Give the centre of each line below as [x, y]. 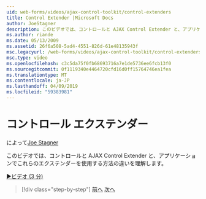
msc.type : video [27, 58]
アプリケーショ [177, 155]
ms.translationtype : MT [37, 75]
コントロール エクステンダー [77, 124]
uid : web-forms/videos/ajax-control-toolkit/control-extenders [89, 12]
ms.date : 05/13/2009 [33, 41]
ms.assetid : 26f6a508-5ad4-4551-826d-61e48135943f [72, 47]
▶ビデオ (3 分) [25, 176]
